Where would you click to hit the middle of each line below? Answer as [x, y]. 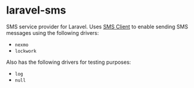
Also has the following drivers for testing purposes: [69, 62]
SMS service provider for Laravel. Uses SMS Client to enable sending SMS [97, 27]
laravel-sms [36, 10]
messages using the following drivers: [53, 32]
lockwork [26, 51]
